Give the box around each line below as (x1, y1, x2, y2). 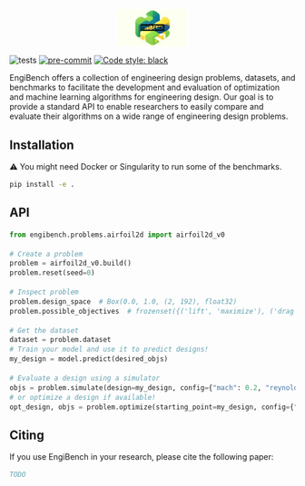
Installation (9, 137, 74, 152)
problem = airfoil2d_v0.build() (9, 258, 132, 268)
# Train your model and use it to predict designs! (9, 345, 209, 355)
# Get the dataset (9, 326, 79, 335)
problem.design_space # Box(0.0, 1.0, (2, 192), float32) (9, 296, 238, 306)
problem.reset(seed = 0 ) (9, 268, 95, 277)
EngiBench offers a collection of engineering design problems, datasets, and (9, 73, 296, 83)
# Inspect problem (9, 287, 79, 297)
